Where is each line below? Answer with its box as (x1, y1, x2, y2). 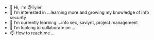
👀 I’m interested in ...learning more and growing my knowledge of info (9, 10, 149, 15)
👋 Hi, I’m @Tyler (9, 5, 42, 10)
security (9, 15, 27, 20)
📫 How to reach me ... (9, 30, 55, 36)
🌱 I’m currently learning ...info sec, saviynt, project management (9, 20, 138, 25)
